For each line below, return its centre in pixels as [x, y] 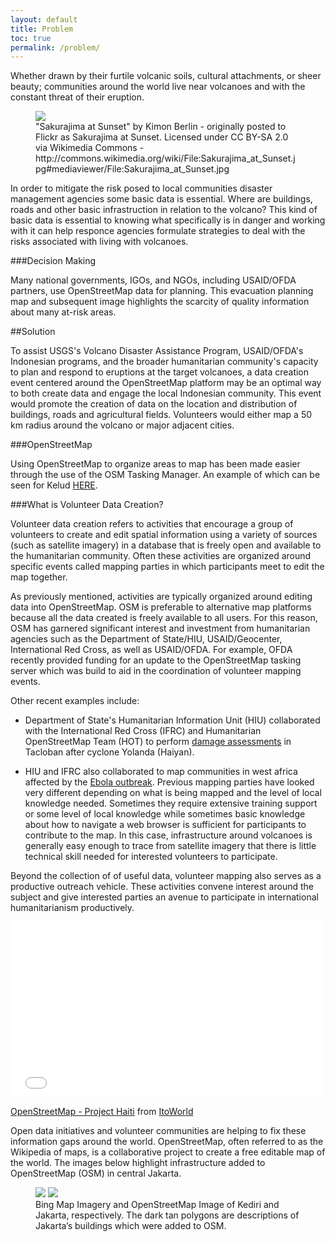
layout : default [44, 19]
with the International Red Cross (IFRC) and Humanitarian [143, 731]
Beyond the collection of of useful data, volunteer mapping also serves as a [166, 876]
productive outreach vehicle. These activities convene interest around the [162, 887]
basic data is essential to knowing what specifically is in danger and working [168, 220]
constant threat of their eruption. [77, 97]
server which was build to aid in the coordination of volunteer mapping [156, 671]
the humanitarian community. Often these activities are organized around [161, 556]
